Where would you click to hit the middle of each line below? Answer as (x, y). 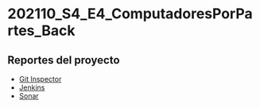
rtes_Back (42, 31)
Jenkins (32, 87)
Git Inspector (40, 79)
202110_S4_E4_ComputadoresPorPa (130, 14)
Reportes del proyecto (64, 60)
